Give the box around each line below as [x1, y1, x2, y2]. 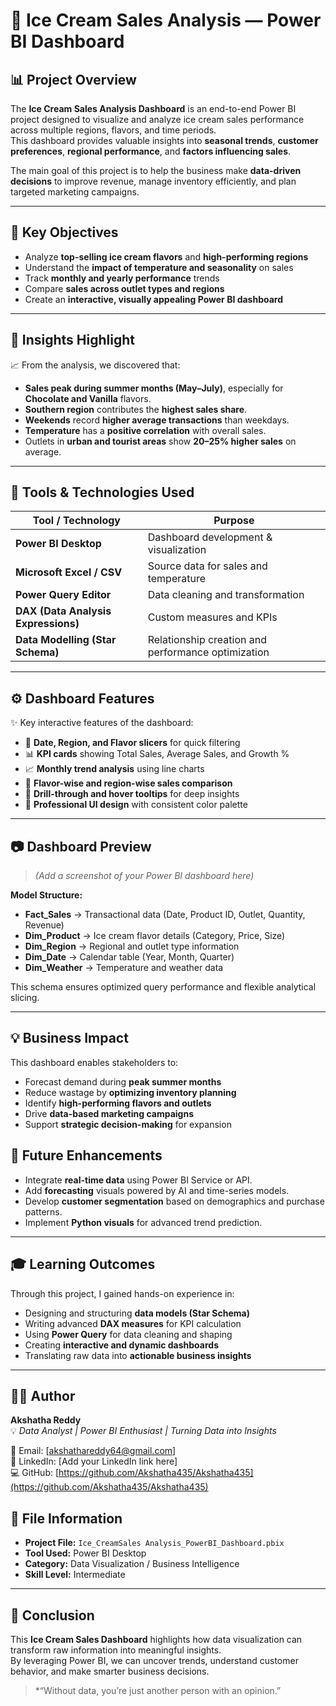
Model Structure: [10, 889, 83, 901]
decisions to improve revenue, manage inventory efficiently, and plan [10, 175, 297, 187]
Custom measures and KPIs [147, 610, 278, 624]
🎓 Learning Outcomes [10, 1256, 156, 1273]
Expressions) [15, 617, 80, 631]
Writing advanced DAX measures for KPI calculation [24, 1317, 242, 1329]
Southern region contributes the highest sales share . [24, 403, 248, 415]
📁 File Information [10, 1510, 123, 1527]
